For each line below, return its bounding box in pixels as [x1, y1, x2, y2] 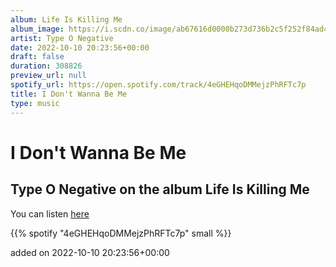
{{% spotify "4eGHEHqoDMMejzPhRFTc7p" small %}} [10, 227, 232, 239]
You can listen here [10, 207, 90, 220]
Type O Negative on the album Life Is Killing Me [10, 181, 310, 198]
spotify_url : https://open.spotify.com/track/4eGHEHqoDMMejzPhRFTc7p [10, 80, 307, 90]
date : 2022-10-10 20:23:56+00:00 [10, 42, 150, 53]
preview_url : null [10, 71, 87, 81]
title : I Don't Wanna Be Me [10, 89, 128, 99]
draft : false [10, 52, 65, 62]
